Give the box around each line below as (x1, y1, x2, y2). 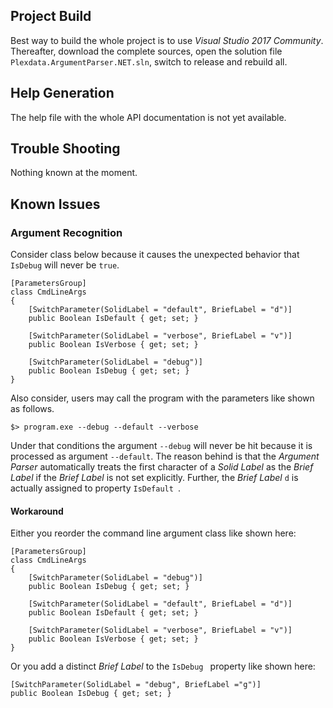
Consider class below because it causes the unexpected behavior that (10, 249, 300, 261)
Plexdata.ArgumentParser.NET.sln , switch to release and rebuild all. (10, 55, 288, 68)
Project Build (10, 8, 92, 25)
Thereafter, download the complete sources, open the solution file (10, 45, 283, 57)
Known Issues (10, 195, 101, 213)
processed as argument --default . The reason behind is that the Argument (10, 450, 320, 463)
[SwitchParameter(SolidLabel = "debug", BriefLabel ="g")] (10, 680, 262, 690)
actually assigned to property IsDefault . (10, 482, 182, 494)
